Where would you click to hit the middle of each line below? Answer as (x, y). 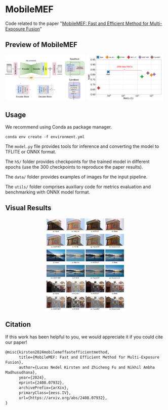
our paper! (16, 342)
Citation (18, 324)
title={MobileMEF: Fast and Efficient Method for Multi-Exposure (89, 357)
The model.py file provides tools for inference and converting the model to (82, 146)
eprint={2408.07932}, (41, 383)
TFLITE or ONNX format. (31, 152)
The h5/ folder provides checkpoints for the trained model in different (78, 162)
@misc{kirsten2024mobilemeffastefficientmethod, (57, 352)
